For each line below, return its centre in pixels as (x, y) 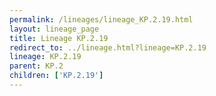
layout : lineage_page (54, 29)
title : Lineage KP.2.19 (59, 38)
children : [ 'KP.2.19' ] (56, 76)
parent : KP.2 (36, 66)
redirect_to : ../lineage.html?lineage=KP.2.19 (108, 47)
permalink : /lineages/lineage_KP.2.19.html (101, 19)
